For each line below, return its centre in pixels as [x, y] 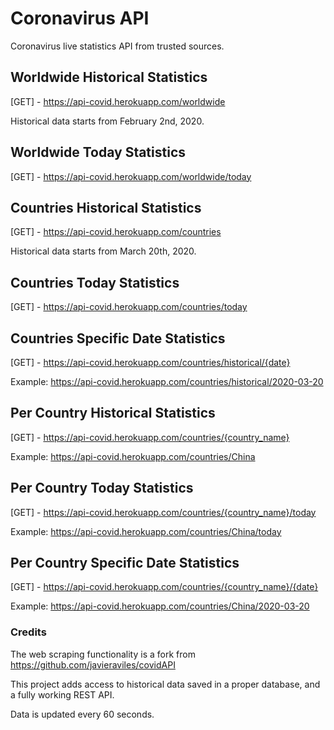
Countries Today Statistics [95, 282]
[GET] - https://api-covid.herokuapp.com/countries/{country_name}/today [163, 512]
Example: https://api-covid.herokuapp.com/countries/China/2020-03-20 [160, 606]
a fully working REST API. [62, 694]
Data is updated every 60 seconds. [82, 714]
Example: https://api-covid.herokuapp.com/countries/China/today [146, 531]
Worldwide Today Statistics [98, 152]
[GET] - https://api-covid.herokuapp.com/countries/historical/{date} [150, 362]
